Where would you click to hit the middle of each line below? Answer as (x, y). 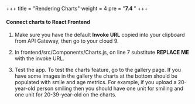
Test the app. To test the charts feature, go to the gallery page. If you (98, 70)
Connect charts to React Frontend (48, 22)
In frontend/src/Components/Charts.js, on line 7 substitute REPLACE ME (102, 53)
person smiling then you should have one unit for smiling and (110, 89)
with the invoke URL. (39, 58)
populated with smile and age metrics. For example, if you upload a (95, 82)
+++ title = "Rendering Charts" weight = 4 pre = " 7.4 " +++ (77, 8)
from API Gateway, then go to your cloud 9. (66, 41)
